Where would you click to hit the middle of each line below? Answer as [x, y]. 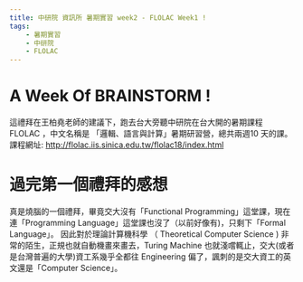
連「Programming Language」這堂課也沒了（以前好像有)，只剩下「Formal [148, 223]
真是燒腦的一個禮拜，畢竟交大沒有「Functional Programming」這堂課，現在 [150, 211]
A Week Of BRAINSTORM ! [110, 96]
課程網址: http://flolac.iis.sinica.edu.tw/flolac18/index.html [117, 145]
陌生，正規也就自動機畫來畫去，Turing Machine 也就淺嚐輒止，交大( [151, 245]
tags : [19, 26]
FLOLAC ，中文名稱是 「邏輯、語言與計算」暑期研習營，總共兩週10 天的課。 [151, 134]
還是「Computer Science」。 [70, 268]
